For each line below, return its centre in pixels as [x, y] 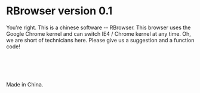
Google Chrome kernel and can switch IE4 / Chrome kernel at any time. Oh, [99, 33]
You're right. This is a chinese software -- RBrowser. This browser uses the [99, 27]
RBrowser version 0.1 [59, 11]
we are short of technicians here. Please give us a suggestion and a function [100, 40]
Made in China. [25, 84]
